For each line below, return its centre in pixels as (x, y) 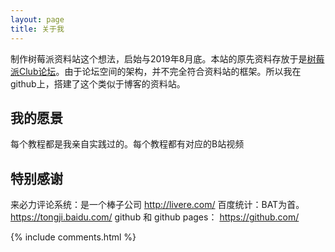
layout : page (37, 19)
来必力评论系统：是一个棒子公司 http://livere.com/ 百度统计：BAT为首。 (157, 205)
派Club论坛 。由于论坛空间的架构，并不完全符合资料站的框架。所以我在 (156, 71)
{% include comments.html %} (73, 237)
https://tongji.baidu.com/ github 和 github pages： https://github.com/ (155, 217)
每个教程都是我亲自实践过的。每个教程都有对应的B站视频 (127, 144)
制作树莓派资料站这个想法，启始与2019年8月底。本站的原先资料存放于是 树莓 (167, 58)
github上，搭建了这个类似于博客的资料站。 (98, 83)
